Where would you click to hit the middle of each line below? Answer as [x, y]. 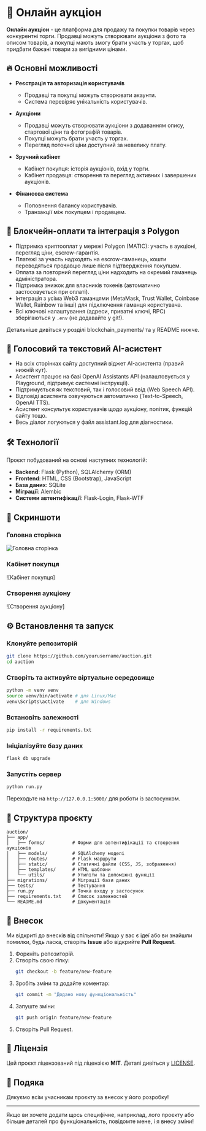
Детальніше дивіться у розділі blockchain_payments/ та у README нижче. [103, 329]
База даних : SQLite [40, 485]
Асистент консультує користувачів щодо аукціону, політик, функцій [104, 409]
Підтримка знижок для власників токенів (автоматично [88, 285]
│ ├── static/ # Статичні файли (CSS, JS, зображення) [91, 864]
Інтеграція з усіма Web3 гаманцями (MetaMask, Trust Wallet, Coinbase [107, 298]
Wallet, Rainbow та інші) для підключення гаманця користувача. [99, 305]
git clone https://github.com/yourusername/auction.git [79, 656]
